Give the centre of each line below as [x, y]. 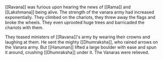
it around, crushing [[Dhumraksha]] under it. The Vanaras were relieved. [77, 52]
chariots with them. [24, 28]
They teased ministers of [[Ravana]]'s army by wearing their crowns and [78, 37]
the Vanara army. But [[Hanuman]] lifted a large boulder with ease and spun [81, 47]
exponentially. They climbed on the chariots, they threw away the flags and [80, 17]
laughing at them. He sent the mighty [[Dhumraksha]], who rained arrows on [81, 42]
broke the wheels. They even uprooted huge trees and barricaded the [75, 22]
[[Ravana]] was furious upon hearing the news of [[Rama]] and [68, 7]
